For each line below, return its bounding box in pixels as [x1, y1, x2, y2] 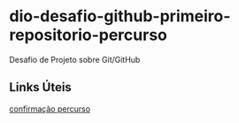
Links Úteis [9, 80, 73, 95]
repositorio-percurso [9, 25, 168, 45]
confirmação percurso [9, 104, 91, 114]
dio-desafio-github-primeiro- [9, 6, 231, 27]
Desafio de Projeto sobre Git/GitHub [9, 54, 141, 65]
